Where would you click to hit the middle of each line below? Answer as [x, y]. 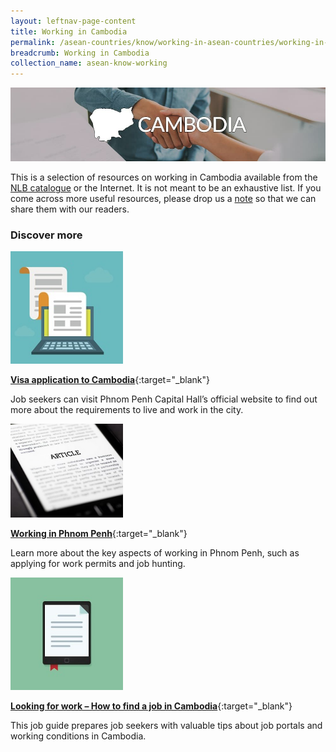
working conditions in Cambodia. [78, 736]
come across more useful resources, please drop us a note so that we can [163, 199]
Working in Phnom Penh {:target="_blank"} [99, 534]
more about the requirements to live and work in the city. [127, 410]
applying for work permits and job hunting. [98, 564]
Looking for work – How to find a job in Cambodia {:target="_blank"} [151, 706]
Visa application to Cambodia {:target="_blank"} [110, 380]
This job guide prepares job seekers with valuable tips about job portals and [166, 726]
